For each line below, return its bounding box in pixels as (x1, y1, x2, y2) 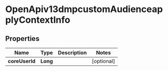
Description (58, 49, 87, 56)
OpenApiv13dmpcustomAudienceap (5, 4, 163, 15)
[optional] (91, 58, 116, 64)
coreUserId (8, 58, 36, 64)
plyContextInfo (5, 14, 70, 26)
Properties (5, 34, 40, 43)
